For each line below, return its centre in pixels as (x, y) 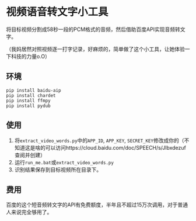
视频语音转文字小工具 (57, 12)
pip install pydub (28, 106)
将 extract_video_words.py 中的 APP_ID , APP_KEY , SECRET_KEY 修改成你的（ (99, 140)
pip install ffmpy (28, 101)
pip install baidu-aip (34, 90)
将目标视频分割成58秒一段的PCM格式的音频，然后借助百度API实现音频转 (93, 29)
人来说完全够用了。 (29, 212)
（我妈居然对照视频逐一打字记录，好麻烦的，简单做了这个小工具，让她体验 (95, 49)
